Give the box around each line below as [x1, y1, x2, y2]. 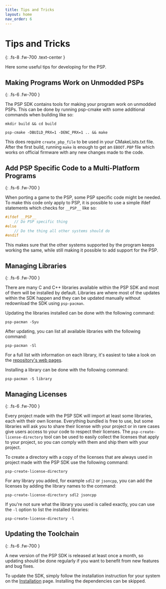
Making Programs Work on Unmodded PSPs [5, 78, 144, 87]
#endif [5, 233, 19, 238]
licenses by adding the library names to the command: [5, 483, 117, 489]
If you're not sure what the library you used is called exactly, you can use [5, 501, 155, 507]
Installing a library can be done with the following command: [5, 367, 129, 373]
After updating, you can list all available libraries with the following [5, 329, 141, 335]
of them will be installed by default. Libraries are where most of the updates [5, 290, 160, 296]
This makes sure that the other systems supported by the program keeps [5, 242, 155, 248]
